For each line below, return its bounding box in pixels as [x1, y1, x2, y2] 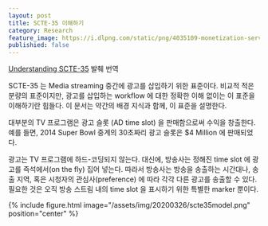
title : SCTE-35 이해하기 [8, 19, 85, 27]
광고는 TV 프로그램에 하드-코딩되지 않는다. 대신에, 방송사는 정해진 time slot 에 [8, 154, 251, 164]
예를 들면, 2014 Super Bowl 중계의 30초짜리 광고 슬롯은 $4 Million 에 [8, 128, 226, 138]
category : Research [8, 26, 73, 34]
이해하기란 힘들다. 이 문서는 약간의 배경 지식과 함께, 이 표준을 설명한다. [8, 101, 227, 111]
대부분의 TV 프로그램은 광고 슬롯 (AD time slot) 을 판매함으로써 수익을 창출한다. [8, 118, 256, 127]
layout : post [8, 11, 52, 20]
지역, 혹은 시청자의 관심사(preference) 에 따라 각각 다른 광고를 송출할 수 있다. [16, 174, 258, 184]
